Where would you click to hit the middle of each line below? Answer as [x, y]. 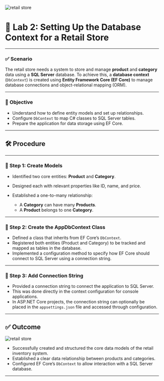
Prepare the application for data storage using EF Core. [68, 123]
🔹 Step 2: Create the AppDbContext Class [55, 227]
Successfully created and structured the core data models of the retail [83, 348]
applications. [25, 297]
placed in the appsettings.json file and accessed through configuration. [85, 307]
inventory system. [30, 353]
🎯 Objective [19, 102]
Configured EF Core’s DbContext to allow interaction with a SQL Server [82, 364]
